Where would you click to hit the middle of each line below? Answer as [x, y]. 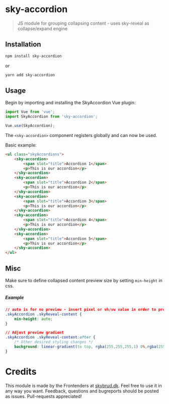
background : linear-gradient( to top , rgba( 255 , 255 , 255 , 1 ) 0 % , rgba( [87, 347]
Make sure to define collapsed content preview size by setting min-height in [84, 280]
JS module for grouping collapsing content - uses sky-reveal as [83, 23]
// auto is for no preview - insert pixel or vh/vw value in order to [81, 309]
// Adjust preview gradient [35, 333]
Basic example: [21, 145]
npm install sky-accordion [33, 56]
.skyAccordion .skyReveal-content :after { [50, 338]
